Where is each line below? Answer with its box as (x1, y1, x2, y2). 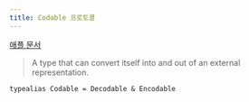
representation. (31, 67, 89, 78)
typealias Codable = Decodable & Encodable (9, 84, 177, 93)
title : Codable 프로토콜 (9, 13, 96, 23)
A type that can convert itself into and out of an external (31, 57, 241, 68)
